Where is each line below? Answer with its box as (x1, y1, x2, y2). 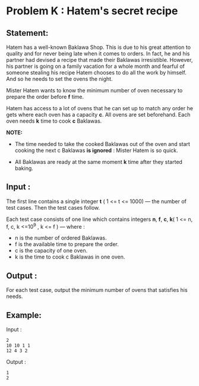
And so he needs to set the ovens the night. (6, 76, 113, 82)
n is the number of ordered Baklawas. (14, 234, 107, 242)
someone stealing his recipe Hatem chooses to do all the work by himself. (6, 69, 187, 76)
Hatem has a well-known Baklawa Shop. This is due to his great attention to (6, 43, 191, 51)
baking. (14, 165, 34, 172)
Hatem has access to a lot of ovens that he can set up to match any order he (6, 105, 193, 111)
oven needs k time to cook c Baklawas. (6, 117, 102, 124)
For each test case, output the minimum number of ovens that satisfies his (6, 287, 188, 294)
